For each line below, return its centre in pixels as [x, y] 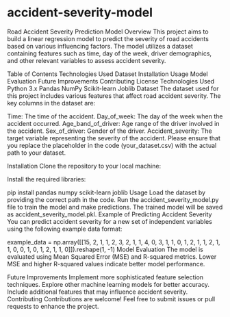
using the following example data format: [65, 229]
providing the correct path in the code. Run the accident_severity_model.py [113, 199]
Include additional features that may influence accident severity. [98, 292]
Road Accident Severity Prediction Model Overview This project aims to [108, 31]
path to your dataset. [37, 153]
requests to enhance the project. [53, 306]
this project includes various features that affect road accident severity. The [114, 96]
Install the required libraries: [47, 179]
